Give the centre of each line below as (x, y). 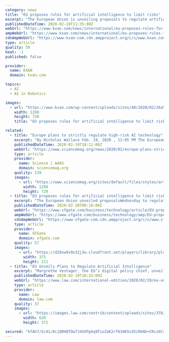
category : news (21, 10)
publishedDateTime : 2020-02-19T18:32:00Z (58, 276)
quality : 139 (28, 173)
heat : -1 (14, 52)
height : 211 (36, 262)
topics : (13, 84)
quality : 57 (27, 243)
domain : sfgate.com (39, 238)
